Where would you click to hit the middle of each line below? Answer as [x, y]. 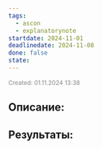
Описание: [37, 108]
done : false [28, 53]
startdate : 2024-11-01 [46, 38]
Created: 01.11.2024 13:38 [44, 82]
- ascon [28, 23]
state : [19, 61]
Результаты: [41, 134]
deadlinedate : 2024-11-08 [51, 46]
